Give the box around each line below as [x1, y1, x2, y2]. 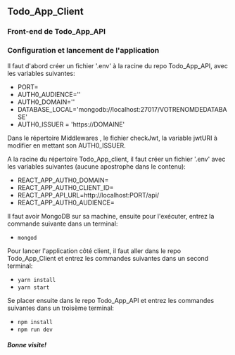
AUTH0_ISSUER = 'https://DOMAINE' [17, 120, 125, 129]
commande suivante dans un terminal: [7, 219, 118, 228]
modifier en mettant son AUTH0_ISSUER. [7, 141, 127, 150]
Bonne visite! [7, 341, 47, 349]
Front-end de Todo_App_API [7, 27, 106, 37]
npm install [17, 318, 53, 325]
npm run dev [17, 326, 53, 333]
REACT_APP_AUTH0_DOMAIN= [17, 176, 109, 184]
